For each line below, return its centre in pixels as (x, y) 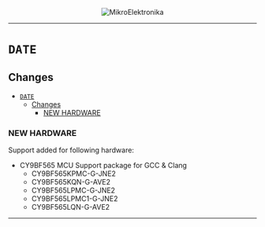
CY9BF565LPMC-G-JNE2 (73, 190)
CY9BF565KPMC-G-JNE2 (74, 174)
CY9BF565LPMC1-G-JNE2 (75, 199)
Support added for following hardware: (71, 150)
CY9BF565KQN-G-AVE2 (71, 182)
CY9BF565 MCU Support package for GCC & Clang (103, 166)
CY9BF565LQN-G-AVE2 (71, 207)
